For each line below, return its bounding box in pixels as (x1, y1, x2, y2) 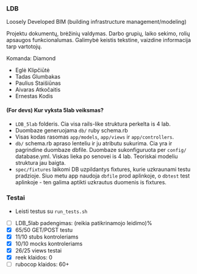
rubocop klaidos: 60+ (15, 261, 70, 268)
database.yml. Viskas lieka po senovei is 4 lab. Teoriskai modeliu (15, 153, 178, 160)
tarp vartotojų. (6, 43, 43, 50)
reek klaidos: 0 (15, 254, 53, 261)
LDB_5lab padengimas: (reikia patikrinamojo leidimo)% (15, 219, 152, 226)
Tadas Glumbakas (15, 73, 61, 81)
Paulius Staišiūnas (15, 79, 61, 87)
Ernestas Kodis (15, 93, 53, 100)
